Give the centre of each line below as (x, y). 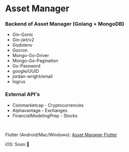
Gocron (20, 50)
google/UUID (26, 71)
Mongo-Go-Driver (31, 56)
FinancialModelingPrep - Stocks (45, 116)
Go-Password (26, 66)
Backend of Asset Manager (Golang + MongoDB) (65, 24)
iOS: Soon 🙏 (17, 144)
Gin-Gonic (23, 34)
